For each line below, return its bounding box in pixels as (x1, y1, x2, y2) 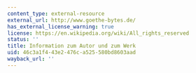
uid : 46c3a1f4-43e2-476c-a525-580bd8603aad (7, 49, 136, 56)
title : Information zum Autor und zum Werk (7, 42, 136, 49)
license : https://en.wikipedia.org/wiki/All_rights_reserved (7, 29, 190, 37)
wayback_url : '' (7, 56, 55, 63)
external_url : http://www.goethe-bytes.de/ (7, 17, 136, 24)
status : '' (7, 36, 39, 43)
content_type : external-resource (7, 10, 105, 17)
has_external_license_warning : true (7, 23, 114, 30)
